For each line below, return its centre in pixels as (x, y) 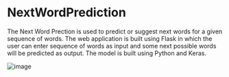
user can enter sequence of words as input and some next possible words (112, 46)
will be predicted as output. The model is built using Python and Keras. (107, 53)
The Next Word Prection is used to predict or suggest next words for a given (115, 31)
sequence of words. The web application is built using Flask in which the (110, 38)
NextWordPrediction (67, 13)
